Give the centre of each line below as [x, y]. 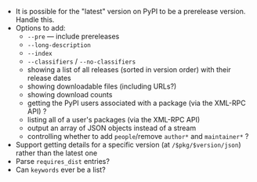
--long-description [59, 45]
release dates [49, 78]
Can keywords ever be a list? [60, 169]
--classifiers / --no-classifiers [81, 61]
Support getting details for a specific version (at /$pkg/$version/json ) [128, 145]
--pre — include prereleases [73, 36]
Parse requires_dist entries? [62, 161]
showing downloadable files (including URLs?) [102, 86]
